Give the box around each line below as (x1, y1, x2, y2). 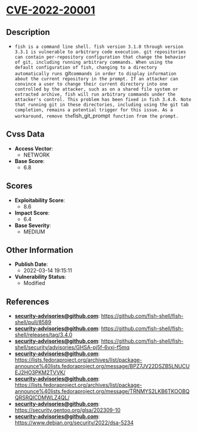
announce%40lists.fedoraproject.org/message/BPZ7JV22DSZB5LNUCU (14, 363, 190, 370)
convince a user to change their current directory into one (14, 81, 168, 87)
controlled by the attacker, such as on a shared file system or (14, 86, 178, 92)
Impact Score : (14, 209, 50, 216)
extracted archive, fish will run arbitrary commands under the (14, 92, 176, 98)
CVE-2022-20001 (6, 4, 95, 17)
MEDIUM (23, 228, 45, 235)
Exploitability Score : (14, 196, 65, 204)
